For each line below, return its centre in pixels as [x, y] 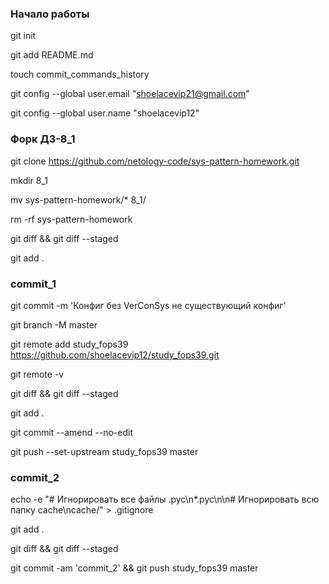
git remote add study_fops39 [69, 344]
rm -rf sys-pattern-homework [71, 219]
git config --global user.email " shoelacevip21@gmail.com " [130, 94]
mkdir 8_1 [29, 180]
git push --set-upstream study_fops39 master [104, 451]
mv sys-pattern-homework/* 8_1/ [78, 199]
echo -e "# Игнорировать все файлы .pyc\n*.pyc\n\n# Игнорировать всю [165, 499]
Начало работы [50, 14]
